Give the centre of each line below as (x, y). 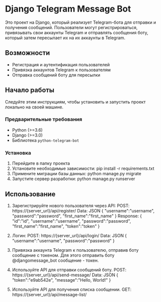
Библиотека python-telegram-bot (46, 140)
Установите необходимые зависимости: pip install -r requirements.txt (83, 168)
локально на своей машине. (34, 107)
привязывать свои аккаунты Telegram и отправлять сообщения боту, (77, 32)
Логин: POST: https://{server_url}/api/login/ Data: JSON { (69, 235)
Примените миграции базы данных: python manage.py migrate (77, 174)
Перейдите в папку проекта (41, 164)
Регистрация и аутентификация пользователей (61, 64)
